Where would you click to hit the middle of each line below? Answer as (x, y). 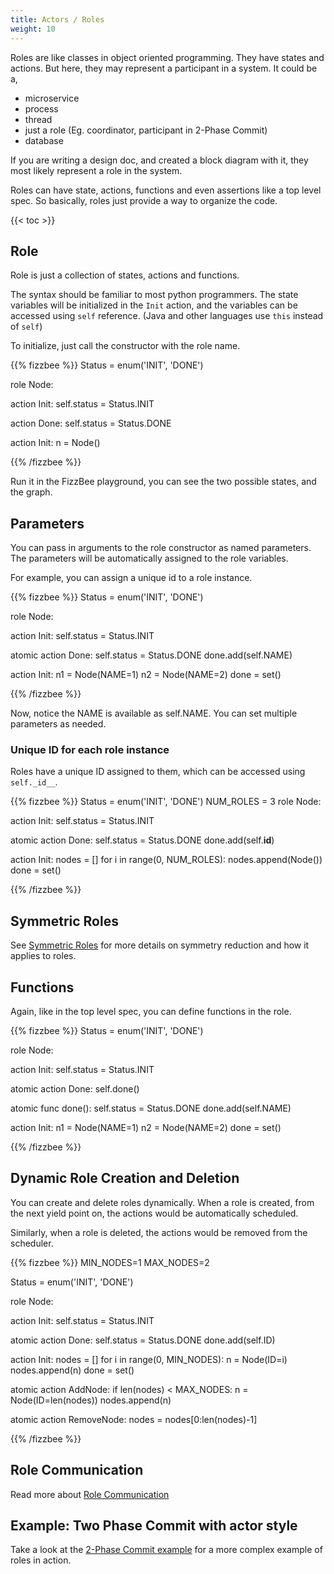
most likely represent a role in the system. (96, 170)
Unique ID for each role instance (90, 750)
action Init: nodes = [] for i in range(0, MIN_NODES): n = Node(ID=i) (149, 1359)
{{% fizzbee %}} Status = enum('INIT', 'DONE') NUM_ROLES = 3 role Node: (166, 802)
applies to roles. (43, 956)
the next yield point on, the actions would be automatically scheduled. (154, 1213)
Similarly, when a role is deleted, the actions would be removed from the (159, 1232)
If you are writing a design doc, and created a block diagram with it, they (159, 160)
